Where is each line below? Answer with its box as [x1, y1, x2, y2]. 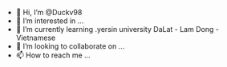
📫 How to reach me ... [15, 50, 91, 60]
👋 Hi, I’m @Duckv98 [15, 8, 83, 17]
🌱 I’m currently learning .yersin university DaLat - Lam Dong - [15, 25, 219, 33]
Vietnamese [15, 33, 56, 42]
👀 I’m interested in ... [15, 16, 84, 26]
